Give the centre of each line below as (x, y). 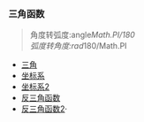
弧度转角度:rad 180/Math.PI (78, 46)
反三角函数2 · (44, 109)
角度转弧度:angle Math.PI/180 (83, 35)
